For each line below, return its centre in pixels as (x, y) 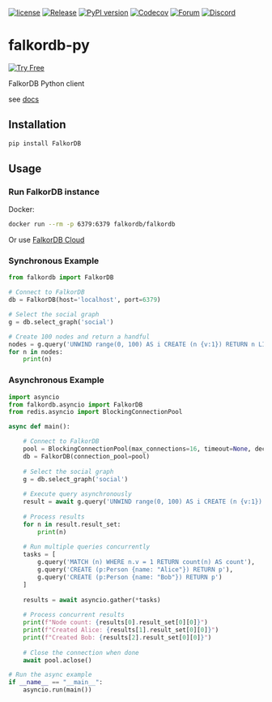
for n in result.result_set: (72, 524)
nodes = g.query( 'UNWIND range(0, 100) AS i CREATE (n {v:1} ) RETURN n (132, 344)
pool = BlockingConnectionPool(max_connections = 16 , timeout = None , (137, 449)
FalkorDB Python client (47, 83)
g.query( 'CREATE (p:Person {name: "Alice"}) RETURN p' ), (135, 570)
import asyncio (34, 397)
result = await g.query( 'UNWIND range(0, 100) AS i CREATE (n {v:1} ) (143, 502)
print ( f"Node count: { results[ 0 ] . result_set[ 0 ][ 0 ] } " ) (115, 622)
